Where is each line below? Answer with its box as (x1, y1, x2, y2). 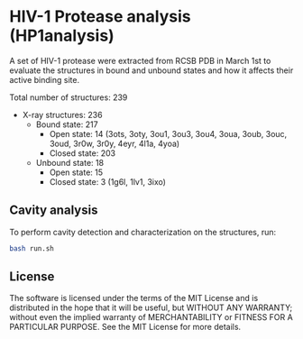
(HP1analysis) (9, 25, 115, 46)
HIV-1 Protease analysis (9, 6, 191, 27)
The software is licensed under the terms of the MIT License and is (9, 293, 259, 304)
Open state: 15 (49, 167, 104, 178)
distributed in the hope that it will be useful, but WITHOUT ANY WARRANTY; (9, 302, 293, 313)
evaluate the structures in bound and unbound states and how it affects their (9, 65, 294, 76)
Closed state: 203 (49, 147, 115, 159)
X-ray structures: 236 (22, 109, 103, 120)
